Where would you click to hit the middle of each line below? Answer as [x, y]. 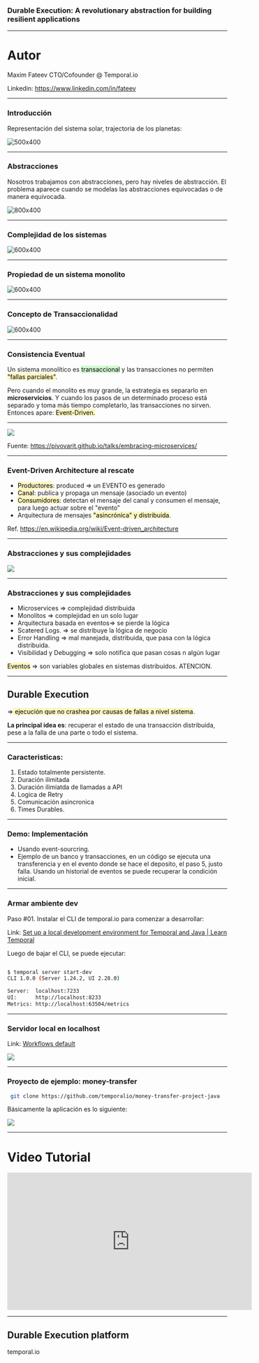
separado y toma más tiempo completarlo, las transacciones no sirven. [109, 405]
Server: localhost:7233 [43, 991]
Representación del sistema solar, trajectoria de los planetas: [95, 128]
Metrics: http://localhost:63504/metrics [68, 1004]
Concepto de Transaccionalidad [62, 314]
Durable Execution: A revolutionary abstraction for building [110, 10]
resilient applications [44, 19]
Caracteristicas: [35, 757]
